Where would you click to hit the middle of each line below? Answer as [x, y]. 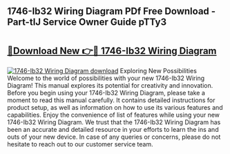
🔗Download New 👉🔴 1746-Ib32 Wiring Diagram [112, 51]
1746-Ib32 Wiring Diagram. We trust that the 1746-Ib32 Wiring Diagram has [114, 122]
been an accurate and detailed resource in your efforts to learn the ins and [113, 129]
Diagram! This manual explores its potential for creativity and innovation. [110, 85]
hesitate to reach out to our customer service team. [80, 144]
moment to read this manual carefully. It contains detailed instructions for [111, 100]
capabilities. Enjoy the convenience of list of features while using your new [113, 115]
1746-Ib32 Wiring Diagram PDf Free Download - [112, 11]
